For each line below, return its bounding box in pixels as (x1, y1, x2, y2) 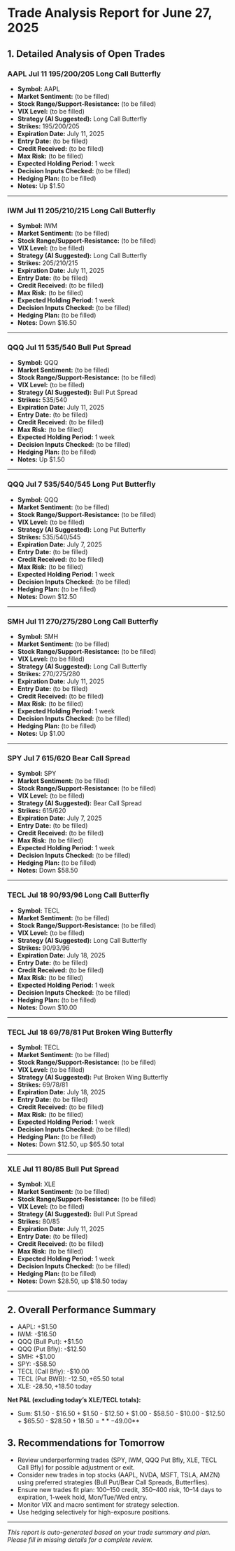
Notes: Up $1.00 (17, 730, 65, 738)
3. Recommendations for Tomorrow (7, 1437, 165, 1449)
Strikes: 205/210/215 (17, 259, 78, 267)
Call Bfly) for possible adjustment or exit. (17, 1463, 135, 1471)
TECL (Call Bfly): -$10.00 (17, 1367, 90, 1376)
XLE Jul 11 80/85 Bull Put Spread (7, 1164, 120, 1174)
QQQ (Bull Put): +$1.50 (17, 1338, 83, 1346)
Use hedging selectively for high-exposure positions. (17, 1508, 170, 1516)
